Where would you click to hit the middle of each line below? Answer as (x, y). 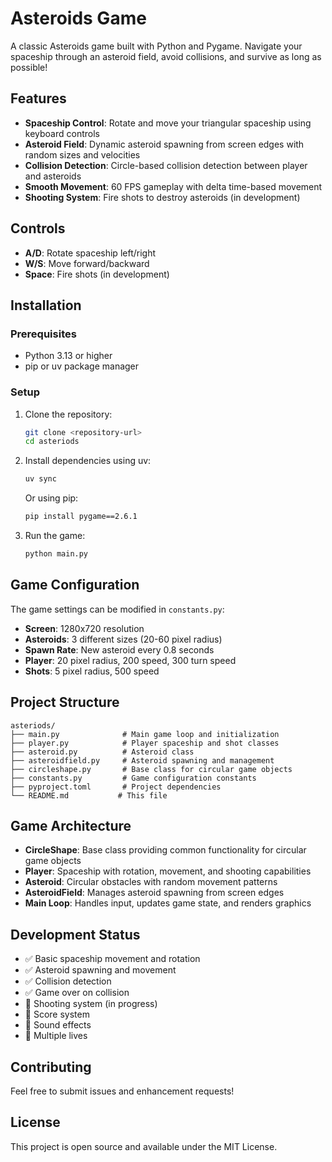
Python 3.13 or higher (68, 356)
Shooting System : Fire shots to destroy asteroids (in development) (162, 197)
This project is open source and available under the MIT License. (144, 1146)
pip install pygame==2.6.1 (81, 517)
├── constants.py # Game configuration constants (133, 778)
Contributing (51, 1067)
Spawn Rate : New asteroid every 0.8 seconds (119, 649)
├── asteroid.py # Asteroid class (102, 752)
